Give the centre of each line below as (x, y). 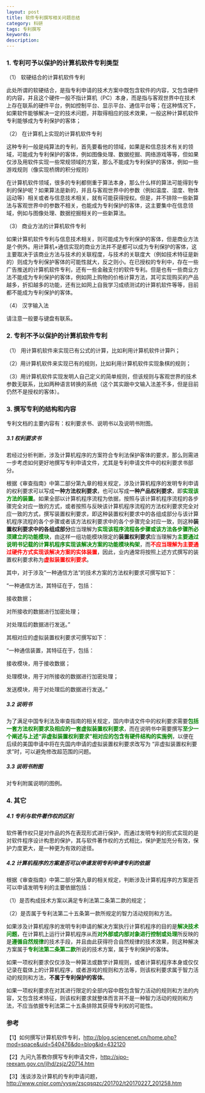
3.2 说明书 (19, 704)
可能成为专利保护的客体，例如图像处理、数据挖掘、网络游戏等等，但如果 (108, 154)
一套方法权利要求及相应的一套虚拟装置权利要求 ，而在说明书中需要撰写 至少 (100, 728)
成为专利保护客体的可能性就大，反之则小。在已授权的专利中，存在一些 (110, 262)
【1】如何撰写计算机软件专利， (45, 1037)
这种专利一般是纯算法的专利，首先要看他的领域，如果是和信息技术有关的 (97, 147)
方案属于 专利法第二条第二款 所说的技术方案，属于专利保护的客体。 (89, 949)
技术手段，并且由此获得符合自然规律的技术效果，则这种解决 (124, 942)
